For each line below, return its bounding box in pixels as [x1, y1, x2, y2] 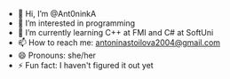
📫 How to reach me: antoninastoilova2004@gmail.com [17, 37, 220, 48]
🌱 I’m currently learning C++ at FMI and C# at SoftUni [17, 28, 214, 37]
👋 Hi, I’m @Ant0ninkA [17, 9, 97, 19]
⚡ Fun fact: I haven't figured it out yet [17, 60, 154, 70]
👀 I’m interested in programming [17, 18, 136, 28]
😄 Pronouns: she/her [17, 50, 96, 60]
